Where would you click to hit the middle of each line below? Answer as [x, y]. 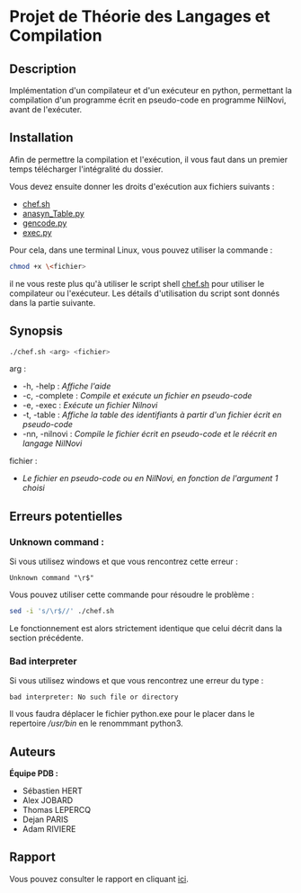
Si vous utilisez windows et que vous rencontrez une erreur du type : [137, 681]
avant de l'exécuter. [46, 109]
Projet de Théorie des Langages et [140, 17]
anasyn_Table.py [53, 213]
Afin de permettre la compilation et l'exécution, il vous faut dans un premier [149, 159]
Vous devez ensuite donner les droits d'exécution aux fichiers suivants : [142, 186]
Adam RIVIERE [49, 829]
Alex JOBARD [48, 800]
